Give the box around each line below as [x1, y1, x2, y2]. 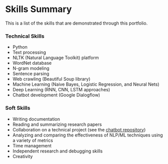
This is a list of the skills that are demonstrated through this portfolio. [5, 20, 148, 26]
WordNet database [12, 60, 52, 66]
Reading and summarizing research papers [12, 121, 102, 127]
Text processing [12, 49, 46, 56]
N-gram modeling [12, 65, 49, 71]
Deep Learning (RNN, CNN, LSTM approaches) [12, 87, 111, 93]
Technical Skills [5, 33, 45, 40]
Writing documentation [12, 116, 60, 122]
